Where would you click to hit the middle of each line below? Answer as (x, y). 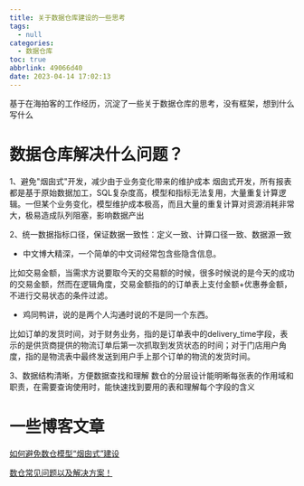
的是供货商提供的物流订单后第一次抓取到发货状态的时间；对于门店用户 (147, 345)
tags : (19, 26)
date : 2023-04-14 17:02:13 (60, 77)
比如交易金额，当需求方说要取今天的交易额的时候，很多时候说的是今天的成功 (152, 273)
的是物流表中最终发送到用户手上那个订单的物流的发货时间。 (144, 356)
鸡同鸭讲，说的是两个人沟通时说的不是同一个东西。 (118, 314)
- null (30, 34)
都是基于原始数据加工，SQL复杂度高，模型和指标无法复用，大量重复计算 (144, 192)
